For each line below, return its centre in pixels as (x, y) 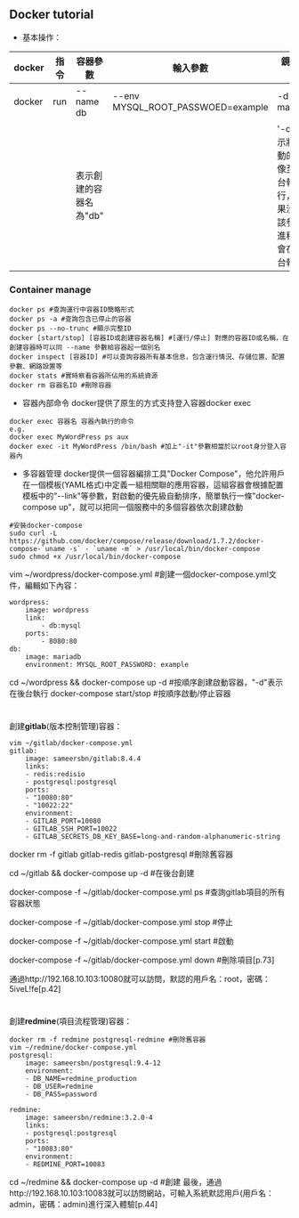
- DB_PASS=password (61, 1094)
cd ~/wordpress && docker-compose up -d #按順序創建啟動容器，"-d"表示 (146, 682)
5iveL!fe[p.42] (35, 989)
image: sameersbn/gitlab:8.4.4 (83, 759)
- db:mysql (61, 626)
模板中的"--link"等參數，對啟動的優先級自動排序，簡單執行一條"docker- (153, 496)
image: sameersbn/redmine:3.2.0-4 (89, 1118)
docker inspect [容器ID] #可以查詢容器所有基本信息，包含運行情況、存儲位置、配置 (147, 357)
